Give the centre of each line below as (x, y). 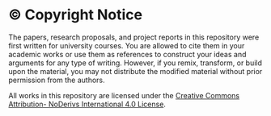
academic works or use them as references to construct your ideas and (127, 54)
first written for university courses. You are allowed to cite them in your (127, 45)
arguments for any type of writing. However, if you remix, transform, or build (135, 63)
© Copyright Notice (76, 15)
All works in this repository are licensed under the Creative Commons (124, 95)
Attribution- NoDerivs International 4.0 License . (87, 104)
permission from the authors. (57, 80)
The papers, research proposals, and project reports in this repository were (134, 37)
